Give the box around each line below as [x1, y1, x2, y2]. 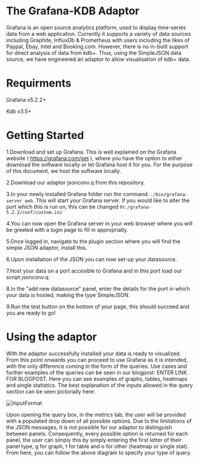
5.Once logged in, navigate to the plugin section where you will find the [6, 237, 181, 245]
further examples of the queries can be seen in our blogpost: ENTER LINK [6, 368, 188, 376]
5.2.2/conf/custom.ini [6, 209, 63, 215]
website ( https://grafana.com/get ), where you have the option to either [6, 154, 183, 162]
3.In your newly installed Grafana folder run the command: [6, 190, 150, 197]
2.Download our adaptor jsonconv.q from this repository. [6, 179, 145, 186]
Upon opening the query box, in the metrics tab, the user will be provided [6, 411, 186, 418]
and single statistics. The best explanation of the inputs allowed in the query [6, 382, 193, 389]
